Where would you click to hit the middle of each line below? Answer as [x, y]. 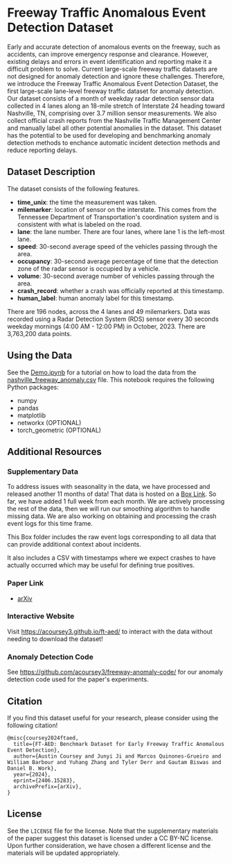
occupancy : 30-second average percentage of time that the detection [118, 261]
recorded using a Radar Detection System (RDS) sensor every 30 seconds [113, 319]
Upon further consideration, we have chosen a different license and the [109, 845]
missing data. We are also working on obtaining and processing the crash [112, 516]
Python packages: [33, 387]
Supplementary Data [43, 472]
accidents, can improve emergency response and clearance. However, [108, 54]
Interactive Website [41, 616]
